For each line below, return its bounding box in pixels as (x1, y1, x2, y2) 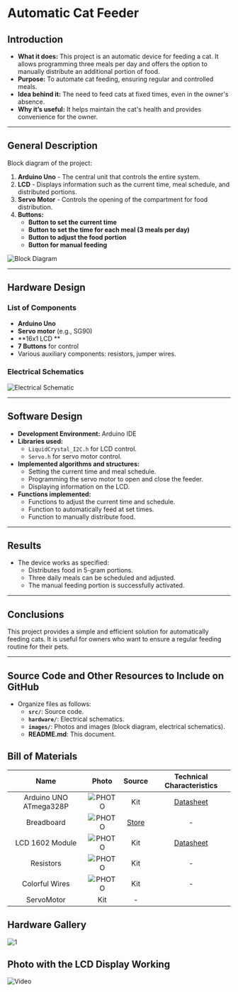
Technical (174, 772, 208, 782)
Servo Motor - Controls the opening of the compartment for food (17, 195, 208, 203)
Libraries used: (17, 437, 64, 445)
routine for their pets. (7, 642, 69, 651)
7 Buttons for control (17, 341, 79, 350)
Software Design (7, 410, 83, 422)
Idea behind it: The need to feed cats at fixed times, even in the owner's (17, 90, 229, 98)
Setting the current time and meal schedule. (28, 467, 157, 476)
